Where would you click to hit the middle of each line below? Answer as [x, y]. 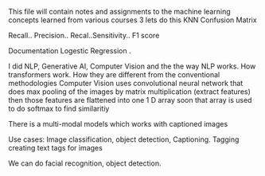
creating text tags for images [56, 148]
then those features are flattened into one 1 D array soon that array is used [130, 100]
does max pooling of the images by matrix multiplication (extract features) [129, 92]
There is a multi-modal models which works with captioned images [118, 124]
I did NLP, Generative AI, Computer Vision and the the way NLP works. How [132, 66]
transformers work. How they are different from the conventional [114, 74]
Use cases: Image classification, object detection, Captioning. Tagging [124, 139]
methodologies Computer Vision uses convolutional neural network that [126, 83]
